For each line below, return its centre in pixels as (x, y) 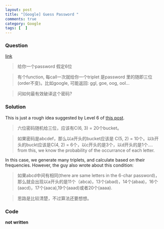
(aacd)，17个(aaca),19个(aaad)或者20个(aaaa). (65, 188)
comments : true (21, 19)
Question (17, 46)
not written (17, 222)
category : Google (23, 24)
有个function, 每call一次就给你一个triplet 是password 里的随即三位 (85, 77)
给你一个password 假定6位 (44, 66)
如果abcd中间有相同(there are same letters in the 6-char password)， (88, 175)
